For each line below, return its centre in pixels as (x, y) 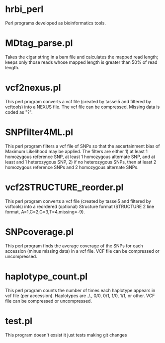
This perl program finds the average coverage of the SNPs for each (74, 246)
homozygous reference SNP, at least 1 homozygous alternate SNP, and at (80, 157)
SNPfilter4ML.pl (39, 132)
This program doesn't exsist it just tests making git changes (66, 335)
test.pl (19, 321)
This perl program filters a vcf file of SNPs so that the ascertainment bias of (82, 146)
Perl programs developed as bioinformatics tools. (55, 23)
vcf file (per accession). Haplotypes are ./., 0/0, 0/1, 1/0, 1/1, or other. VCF (80, 296)
